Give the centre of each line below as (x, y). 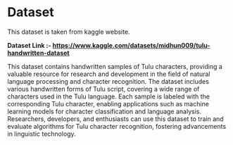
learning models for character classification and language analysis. (105, 111)
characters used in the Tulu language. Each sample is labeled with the (108, 96)
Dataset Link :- (29, 45)
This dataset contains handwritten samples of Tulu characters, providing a (115, 66)
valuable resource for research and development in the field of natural (109, 74)
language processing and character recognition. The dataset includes (108, 81)
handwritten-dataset (38, 53)
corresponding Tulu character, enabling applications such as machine (108, 103)
